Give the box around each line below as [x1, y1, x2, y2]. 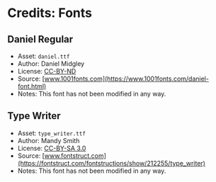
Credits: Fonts [7, 5, 93, 21]
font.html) [17, 82, 47, 90]
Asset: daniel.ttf [17, 52, 70, 60]
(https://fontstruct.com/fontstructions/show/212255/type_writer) [17, 159, 205, 167]
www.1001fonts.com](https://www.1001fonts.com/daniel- [44, 74, 209, 83]
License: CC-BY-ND [17, 67, 76, 75]
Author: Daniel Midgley [17, 59, 85, 68]
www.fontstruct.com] [44, 151, 106, 160]
